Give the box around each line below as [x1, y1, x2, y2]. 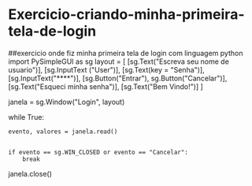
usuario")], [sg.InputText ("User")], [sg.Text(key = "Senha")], [8, 65, 205, 74]
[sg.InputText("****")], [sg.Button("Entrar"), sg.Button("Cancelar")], [8, 73, 228, 83]
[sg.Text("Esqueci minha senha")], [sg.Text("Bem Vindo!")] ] [8, 81, 203, 91]
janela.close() [8, 169, 53, 178]
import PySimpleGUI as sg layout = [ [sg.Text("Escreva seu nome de [8, 57, 230, 66]
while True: [8, 112, 45, 121]
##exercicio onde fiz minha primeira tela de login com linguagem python [8, 48, 243, 58]
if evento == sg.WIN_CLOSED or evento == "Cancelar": [8, 148, 189, 156]
